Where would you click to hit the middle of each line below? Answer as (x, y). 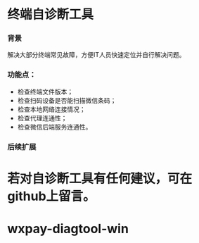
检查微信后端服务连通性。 (54, 127)
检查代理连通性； (42, 118)
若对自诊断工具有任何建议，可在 (100, 179)
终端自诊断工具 (51, 14)
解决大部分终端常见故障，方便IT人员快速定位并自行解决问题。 (96, 55)
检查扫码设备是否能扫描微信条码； (67, 100)
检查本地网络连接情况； (51, 109)
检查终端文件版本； (45, 92)
